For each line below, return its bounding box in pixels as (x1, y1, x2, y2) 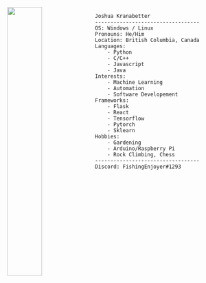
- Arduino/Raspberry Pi (107, 145, 175, 152)
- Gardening (107, 139, 141, 146)
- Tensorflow (107, 115, 145, 122)
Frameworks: (95, 97, 129, 104)
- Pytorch (107, 121, 135, 128)
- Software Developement (107, 91, 179, 98)
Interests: (95, 73, 126, 80)
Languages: (95, 43, 126, 50)
